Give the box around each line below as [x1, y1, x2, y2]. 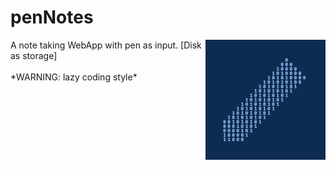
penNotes [10, 6, 94, 29]
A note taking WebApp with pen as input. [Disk [10, 39, 202, 51]
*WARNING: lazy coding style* [10, 71, 138, 83]
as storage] [10, 49, 58, 61]
